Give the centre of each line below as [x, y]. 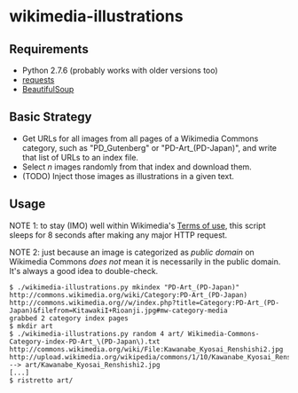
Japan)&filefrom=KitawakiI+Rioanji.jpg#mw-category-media [118, 310]
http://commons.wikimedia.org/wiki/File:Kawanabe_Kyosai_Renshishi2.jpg [146, 349]
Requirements [49, 49]
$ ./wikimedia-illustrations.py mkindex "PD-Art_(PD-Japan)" [125, 287]
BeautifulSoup [48, 89]
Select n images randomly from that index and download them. [137, 167]
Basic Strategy [51, 117]
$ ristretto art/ [41, 380]
